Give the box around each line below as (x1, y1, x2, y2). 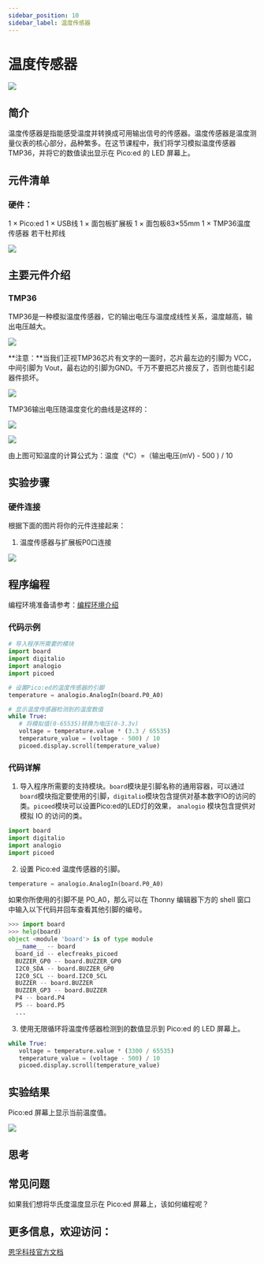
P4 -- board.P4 (15, 994, 65, 1002)
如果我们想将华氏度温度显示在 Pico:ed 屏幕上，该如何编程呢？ (8, 1199, 210, 1209)
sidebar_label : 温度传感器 (8, 19, 91, 27)
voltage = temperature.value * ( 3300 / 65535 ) (18, 1046, 175, 1055)
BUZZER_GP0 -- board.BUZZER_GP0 (15, 957, 122, 965)
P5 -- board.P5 (15, 1001, 65, 1009)
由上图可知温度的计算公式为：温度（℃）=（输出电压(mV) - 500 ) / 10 (8, 450, 233, 460)
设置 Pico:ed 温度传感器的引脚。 (19, 864, 125, 874)
